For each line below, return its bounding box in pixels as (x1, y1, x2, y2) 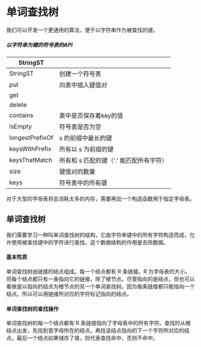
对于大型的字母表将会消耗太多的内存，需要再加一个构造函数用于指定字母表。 (6, 195, 195, 202)
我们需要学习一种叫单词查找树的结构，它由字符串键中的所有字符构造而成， (6, 231, 190, 238)
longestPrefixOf (9, 133, 54, 142)
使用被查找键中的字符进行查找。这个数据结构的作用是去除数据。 (11, 238, 169, 245)
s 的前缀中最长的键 (59, 134, 112, 142)
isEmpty (9, 122, 32, 130)
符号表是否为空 (59, 122, 102, 131)
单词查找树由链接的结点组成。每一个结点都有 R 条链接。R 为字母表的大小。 (6, 268, 190, 275)
